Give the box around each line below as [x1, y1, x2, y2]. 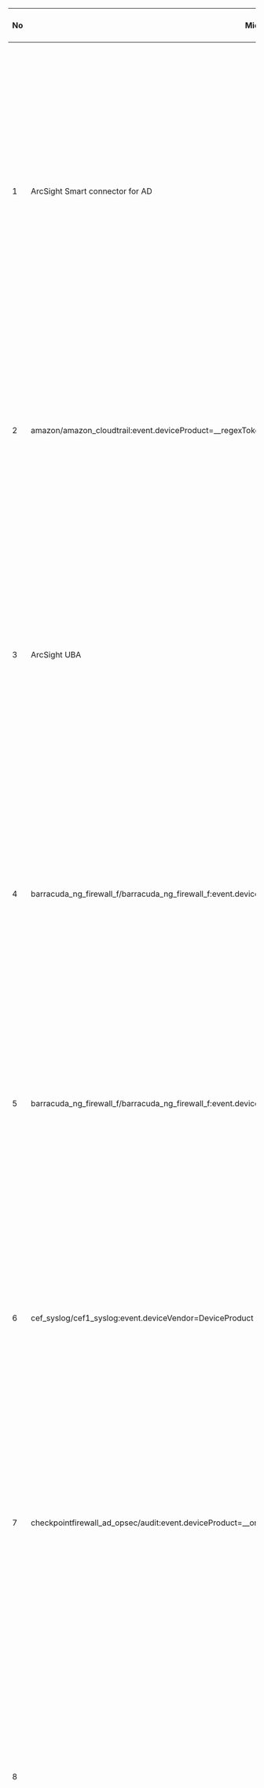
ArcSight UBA [31, 650, 82, 660]
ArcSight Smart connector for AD [31, 186, 153, 196]
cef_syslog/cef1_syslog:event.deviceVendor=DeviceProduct [31, 1312, 254, 1323]
